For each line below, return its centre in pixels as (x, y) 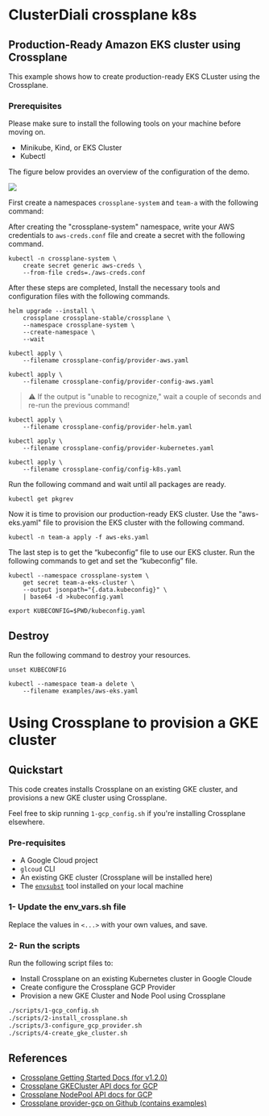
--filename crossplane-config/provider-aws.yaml (106, 360)
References (38, 1058)
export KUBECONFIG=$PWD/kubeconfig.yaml (77, 611)
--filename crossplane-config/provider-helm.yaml (108, 427)
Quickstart (36, 770)
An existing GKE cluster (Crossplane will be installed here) (116, 877)
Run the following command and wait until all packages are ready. (118, 485)
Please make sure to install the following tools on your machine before (125, 123)
